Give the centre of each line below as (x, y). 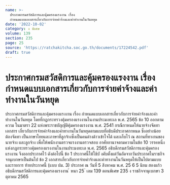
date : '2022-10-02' (26, 24)
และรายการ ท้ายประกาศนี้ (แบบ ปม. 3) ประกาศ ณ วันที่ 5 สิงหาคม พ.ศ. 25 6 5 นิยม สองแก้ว (84, 165)
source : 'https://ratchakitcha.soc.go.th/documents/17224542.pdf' (77, 48)
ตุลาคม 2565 (17, 177)
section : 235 (19, 39)
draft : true (18, 52)
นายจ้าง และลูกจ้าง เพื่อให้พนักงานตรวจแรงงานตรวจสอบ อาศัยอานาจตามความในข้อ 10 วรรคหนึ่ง (85, 142)
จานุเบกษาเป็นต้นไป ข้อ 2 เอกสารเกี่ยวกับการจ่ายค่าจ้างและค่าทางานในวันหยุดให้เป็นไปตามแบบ (83, 160)
